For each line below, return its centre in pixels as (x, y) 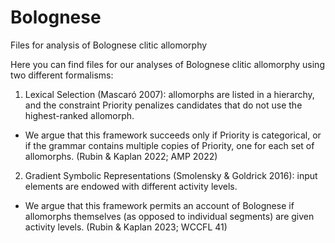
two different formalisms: (62, 75)
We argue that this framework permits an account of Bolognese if (159, 205)
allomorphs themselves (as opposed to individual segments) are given (169, 216)
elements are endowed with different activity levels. (131, 186)
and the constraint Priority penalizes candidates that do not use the (163, 105)
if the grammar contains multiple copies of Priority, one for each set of (169, 145)
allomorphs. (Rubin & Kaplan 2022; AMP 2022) (121, 156)
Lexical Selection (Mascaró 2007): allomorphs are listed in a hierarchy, (169, 94)
